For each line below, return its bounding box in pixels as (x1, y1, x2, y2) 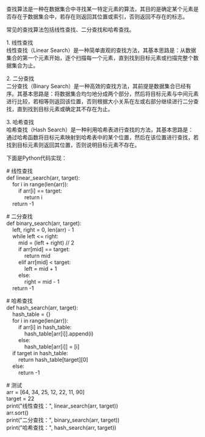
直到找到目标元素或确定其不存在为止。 (16, 106, 113, 112)
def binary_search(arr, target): (6, 219, 82, 227)
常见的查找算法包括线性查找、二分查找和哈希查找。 (6, 26, 135, 33)
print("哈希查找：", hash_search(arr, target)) (6, 424, 117, 431)
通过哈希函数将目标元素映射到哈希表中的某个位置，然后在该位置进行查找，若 (6, 134, 199, 141)
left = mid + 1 (24, 265, 57, 272)
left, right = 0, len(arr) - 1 (12, 226, 74, 233)
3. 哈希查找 (6, 119, 35, 125)
